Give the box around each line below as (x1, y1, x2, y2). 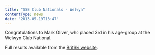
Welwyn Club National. (5, 35, 52, 41)
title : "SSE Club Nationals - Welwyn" (5, 7, 85, 12)
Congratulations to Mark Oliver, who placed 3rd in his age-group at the (5, 30, 150, 36)
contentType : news (5, 12, 43, 17)
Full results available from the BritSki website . (5, 45, 98, 51)
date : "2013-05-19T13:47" (5, 16, 59, 21)
